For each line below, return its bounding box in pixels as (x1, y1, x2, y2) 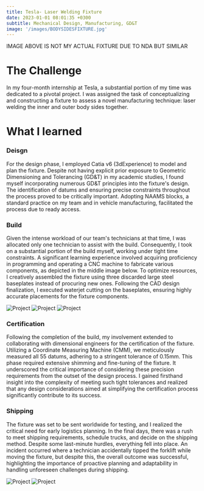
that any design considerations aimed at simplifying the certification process (6, 385, 199, 392)
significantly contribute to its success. (6, 392, 102, 399)
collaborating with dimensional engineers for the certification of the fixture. (6, 340, 195, 347)
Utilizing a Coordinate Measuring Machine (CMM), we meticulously (6, 346, 175, 353)
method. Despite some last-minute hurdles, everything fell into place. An (6, 440, 188, 447)
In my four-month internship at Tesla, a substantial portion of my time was (6, 84, 192, 91)
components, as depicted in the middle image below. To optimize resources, (6, 266, 198, 274)
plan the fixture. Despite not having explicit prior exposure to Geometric (6, 167, 186, 174)
